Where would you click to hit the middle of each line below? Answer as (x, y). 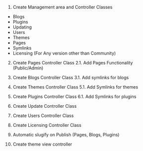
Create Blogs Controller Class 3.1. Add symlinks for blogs (71, 77)
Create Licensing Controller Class (47, 125)
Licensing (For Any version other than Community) (64, 53)
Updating (22, 27)
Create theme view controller (42, 144)
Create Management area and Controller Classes (63, 7)
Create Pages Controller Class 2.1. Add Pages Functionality (73, 63)
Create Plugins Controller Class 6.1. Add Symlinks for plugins (74, 96)
